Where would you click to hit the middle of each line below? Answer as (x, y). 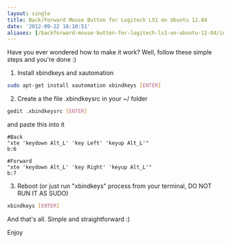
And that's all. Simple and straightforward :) (69, 219)
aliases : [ (23, 33)
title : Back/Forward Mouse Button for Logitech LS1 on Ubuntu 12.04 (107, 20)
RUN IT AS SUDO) (43, 193)
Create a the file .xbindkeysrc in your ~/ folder (82, 99)
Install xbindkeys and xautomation (65, 73)
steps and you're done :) (42, 60)
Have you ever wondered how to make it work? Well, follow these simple (110, 52)
